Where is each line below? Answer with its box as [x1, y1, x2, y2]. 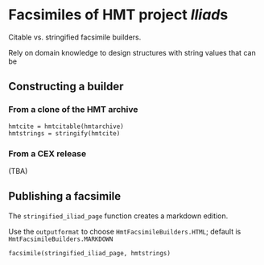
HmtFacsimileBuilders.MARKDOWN [8, 235, 113, 243]
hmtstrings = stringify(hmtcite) [8, 129, 121, 138]
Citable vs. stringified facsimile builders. [8, 32, 142, 42]
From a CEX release [8, 147, 87, 159]
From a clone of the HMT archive [8, 104, 138, 115]
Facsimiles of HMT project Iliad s [8, 6, 229, 24]
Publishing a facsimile [8, 189, 122, 203]
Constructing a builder [8, 80, 124, 93]
